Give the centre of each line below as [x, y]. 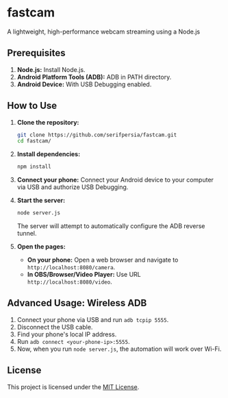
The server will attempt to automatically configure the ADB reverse [111, 226]
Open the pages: [41, 247]
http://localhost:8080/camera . [71, 267]
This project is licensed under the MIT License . [73, 387]
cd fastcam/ [34, 141]
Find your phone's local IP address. [67, 334]
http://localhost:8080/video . [69, 282]
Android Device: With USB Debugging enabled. [84, 84]
